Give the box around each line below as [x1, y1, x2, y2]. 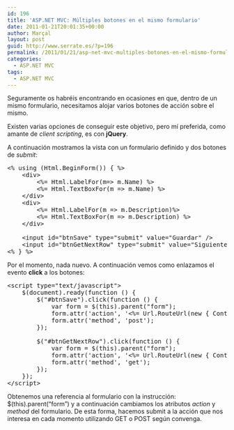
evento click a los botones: [7, 268, 85, 277]
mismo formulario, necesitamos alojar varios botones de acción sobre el [7, 102, 214, 110]
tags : [7, 68, 23, 75]
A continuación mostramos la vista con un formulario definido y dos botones [7, 144, 226, 152]
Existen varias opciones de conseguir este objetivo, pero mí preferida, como [7, 123, 226, 131]
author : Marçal [7, 29, 52, 37]
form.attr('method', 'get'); [51, 358, 151, 367]
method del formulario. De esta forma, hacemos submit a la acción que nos [7, 407, 224, 415]
